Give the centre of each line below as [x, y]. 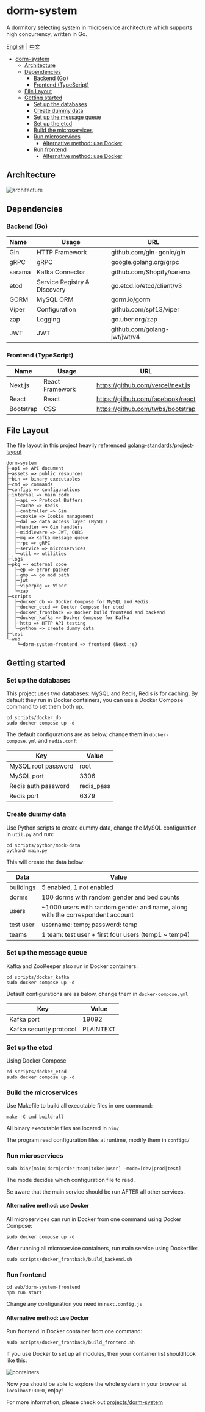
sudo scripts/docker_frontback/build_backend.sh [69, 1259]
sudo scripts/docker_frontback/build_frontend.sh [71, 1342]
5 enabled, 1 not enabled [78, 887]
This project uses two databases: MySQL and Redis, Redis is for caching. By [102, 693]
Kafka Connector [61, 272]
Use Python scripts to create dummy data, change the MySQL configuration [102, 828]
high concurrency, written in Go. [47, 34]
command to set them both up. [45, 707]
